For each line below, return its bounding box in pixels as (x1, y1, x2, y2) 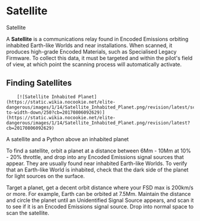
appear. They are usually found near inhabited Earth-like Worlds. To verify (6, 160, 187, 167)
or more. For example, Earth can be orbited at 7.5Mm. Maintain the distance (6, 190, 191, 197)
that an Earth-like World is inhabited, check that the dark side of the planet (6, 166, 189, 173)
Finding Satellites (6, 78, 73, 88)
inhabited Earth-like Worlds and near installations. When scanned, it (6, 42, 173, 49)
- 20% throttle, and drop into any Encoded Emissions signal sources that (6, 153, 185, 160)
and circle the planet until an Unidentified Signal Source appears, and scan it (6, 197, 194, 204)
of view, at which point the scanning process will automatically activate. (6, 61, 182, 68)
